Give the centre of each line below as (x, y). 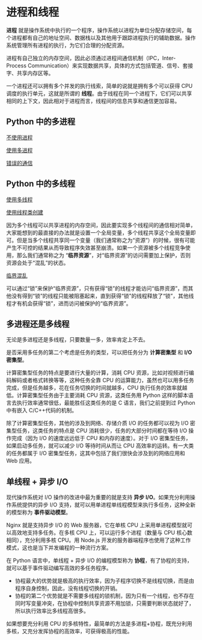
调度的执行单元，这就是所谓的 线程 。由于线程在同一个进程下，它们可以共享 (99, 93)
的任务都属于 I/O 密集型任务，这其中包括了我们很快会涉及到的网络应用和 (96, 453)
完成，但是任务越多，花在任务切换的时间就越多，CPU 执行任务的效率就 (94, 388)
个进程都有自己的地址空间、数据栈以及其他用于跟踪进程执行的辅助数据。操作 (101, 37)
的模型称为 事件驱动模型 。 (38, 512)
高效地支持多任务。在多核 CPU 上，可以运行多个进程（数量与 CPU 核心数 (102, 533)
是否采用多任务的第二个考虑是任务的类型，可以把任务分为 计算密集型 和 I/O (99, 352)
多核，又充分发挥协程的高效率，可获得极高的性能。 (69, 631)
